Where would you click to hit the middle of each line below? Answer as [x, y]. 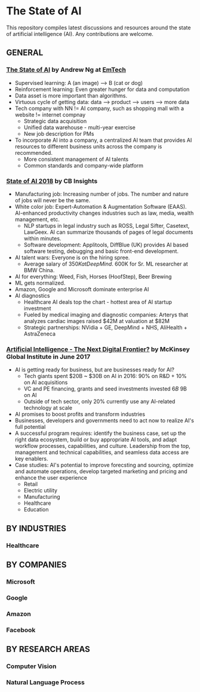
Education [36, 510]
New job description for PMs [59, 133]
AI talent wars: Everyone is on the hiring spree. [72, 257]
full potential [30, 427]
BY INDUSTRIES [36, 528]
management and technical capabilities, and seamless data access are [102, 452]
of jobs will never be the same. [53, 200]
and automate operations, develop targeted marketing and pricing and [101, 471]
